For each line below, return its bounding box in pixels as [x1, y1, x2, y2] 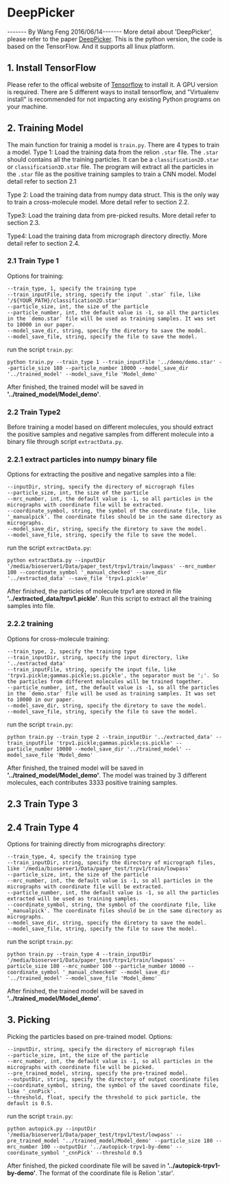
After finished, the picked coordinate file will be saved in [7, 1161, 166, 1170]
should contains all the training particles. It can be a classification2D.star [7, 155, 219, 163]
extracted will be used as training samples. [7, 895, 139, 902]
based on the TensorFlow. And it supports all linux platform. [7, 42, 176, 50]
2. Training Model [7, 122, 84, 134]
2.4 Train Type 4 [7, 821, 79, 833]
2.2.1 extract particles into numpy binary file [7, 455, 158, 464]
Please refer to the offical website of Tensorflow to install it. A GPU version [7, 80, 218, 89]
